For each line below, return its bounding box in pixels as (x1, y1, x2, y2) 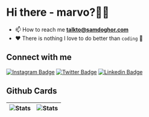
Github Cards (6, 86, 57, 96)
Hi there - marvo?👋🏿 (6, 5, 110, 19)
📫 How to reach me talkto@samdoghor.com (14, 25, 128, 33)
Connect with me (6, 52, 72, 62)
